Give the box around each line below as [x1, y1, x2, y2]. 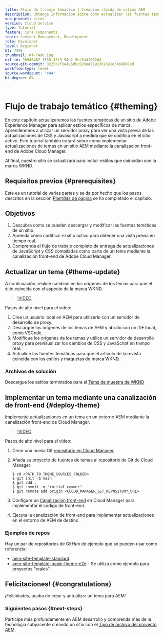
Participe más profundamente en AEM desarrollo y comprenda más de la [5, 616, 151, 622]
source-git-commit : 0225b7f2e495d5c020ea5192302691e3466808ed [5, 62, 134, 67]
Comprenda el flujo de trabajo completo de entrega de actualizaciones [12, 243, 154, 249]
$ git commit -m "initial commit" [12, 485, 82, 490]
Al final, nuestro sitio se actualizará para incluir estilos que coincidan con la [5, 158, 156, 163]
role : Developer [5, 39, 38, 44]
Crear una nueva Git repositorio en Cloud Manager [12, 448, 114, 454]
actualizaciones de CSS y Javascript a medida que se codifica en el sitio [5, 133, 151, 138]
